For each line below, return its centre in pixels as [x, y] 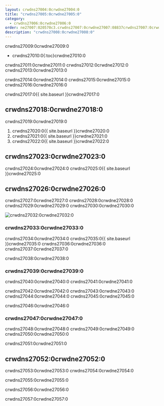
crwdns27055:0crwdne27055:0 [37, 380]
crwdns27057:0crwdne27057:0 [37, 399]
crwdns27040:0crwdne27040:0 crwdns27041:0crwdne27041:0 [69, 282]
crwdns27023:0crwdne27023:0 [55, 157]
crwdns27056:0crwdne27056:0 [37, 390]
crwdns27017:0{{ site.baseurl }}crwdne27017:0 [52, 94]
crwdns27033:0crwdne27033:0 [44, 228]
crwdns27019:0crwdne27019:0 [36, 121]
